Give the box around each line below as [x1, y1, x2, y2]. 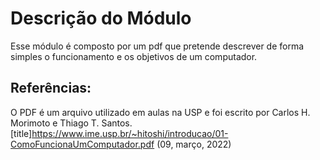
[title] [10, 127, 33, 139]
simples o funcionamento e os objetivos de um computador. [10, 50, 258, 62]
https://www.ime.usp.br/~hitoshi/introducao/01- [31, 127, 229, 139]
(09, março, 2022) [156, 138, 232, 150]
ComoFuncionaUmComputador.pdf [10, 138, 155, 150]
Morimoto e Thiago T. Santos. [10, 117, 133, 129]
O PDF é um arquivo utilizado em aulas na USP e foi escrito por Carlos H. [10, 106, 311, 118]
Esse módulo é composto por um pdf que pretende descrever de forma [10, 40, 305, 52]
